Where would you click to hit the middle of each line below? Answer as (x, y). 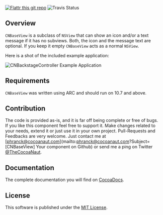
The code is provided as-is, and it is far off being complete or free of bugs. (82, 120)
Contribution (25, 109)
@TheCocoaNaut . (24, 152)
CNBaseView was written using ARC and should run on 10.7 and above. (76, 93)
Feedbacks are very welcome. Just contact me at (56, 136)
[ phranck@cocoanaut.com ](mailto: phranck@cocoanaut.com (67, 141)
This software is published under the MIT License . (56, 208)
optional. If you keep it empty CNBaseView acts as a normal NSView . (72, 46)
